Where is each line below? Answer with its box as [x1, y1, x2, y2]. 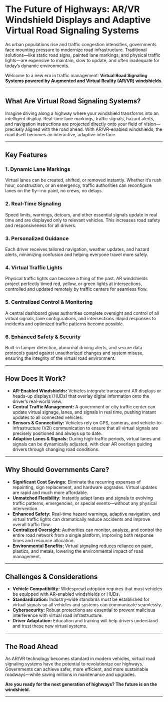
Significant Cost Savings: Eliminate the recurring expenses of [12, 479, 141, 485]
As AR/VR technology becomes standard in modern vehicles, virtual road [5, 655, 155, 662]
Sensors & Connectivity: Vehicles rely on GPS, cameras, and [12, 419, 139, 425]
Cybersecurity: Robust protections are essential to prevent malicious [12, 607, 155, 613]
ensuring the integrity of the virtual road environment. [5, 355, 116, 361]
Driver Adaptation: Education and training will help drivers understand [12, 618, 158, 624]
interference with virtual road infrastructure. [12, 612, 103, 618]
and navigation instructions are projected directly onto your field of [5, 121, 143, 127]
